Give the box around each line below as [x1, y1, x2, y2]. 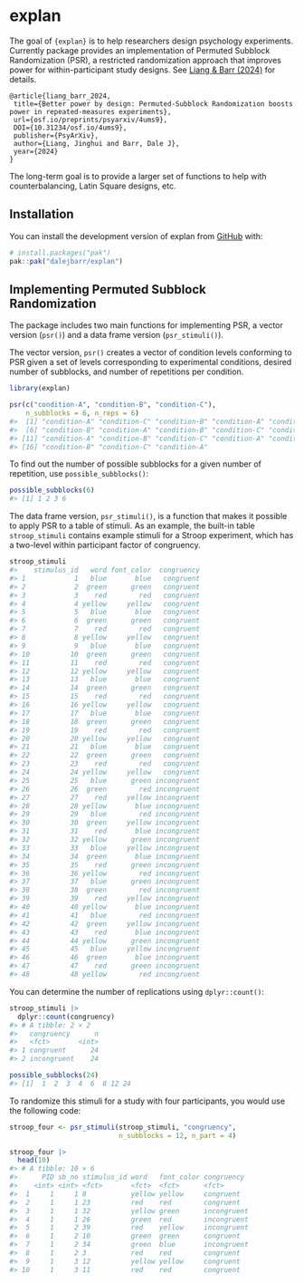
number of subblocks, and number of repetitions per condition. [9, 366, 244, 377]
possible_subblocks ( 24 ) [9, 1071, 100, 1080]
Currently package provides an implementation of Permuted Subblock [9, 44, 271, 55]
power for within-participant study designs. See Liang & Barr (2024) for [9, 64, 276, 75]
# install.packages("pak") [9, 248, 111, 257]
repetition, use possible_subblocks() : [9, 468, 149, 479]
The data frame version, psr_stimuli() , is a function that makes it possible [9, 511, 288, 522]
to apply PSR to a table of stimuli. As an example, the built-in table [9, 520, 255, 531]
